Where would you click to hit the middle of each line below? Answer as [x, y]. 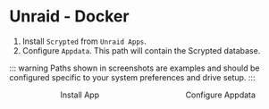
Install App [80, 95]
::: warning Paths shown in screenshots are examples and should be [134, 68]
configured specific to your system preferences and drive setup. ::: [132, 77]
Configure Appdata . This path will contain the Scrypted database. [141, 50]
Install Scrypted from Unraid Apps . [84, 41]
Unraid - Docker [69, 17]
